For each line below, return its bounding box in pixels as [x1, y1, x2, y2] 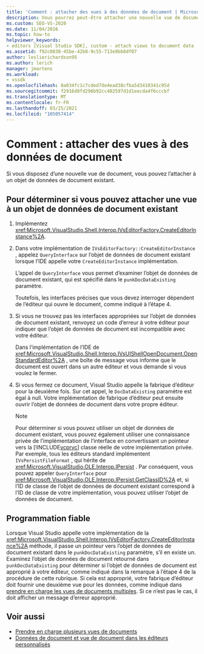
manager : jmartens [6, 65, 53, 72]
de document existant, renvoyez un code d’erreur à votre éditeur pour [15, 319, 190, 326]
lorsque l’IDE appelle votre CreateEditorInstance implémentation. [15, 258, 178, 265]
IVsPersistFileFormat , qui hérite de [15, 457, 106, 464]
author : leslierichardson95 [6, 54, 78, 60]
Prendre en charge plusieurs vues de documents [15, 628, 138, 635]
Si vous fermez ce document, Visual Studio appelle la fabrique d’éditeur [15, 381, 194, 389]
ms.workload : [6, 71, 39, 77]
